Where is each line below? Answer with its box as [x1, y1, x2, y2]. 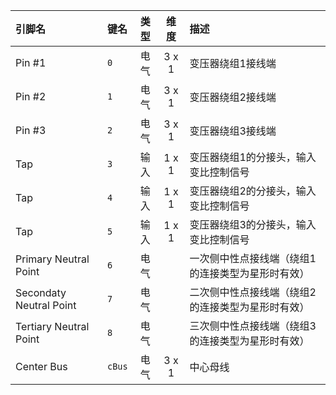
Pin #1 [15, 56, 47, 69]
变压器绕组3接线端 [189, 124, 277, 138]
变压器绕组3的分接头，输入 [189, 218, 317, 231]
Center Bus [15, 360, 68, 373]
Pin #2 [15, 90, 47, 103]
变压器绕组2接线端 [189, 90, 277, 104]
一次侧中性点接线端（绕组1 [189, 252, 317, 265]
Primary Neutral [15, 252, 90, 266]
